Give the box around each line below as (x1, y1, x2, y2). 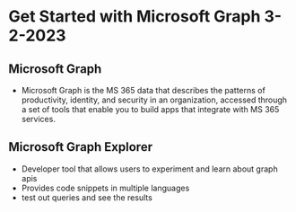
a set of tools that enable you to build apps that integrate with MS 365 (21, 104, 280, 114)
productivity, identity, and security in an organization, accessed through (21, 94, 288, 105)
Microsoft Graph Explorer (8, 139, 153, 155)
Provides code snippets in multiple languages (21, 182, 190, 193)
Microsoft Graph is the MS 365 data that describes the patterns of (21, 85, 266, 95)
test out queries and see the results (21, 191, 153, 203)
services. (21, 114, 56, 124)
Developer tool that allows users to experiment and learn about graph (21, 163, 279, 174)
